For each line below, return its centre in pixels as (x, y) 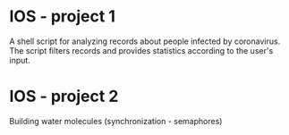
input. (20, 60)
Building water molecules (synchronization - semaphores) (116, 121)
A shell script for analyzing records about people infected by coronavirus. (145, 41)
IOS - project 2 (64, 97)
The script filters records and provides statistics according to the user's (141, 50)
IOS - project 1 (63, 17)
